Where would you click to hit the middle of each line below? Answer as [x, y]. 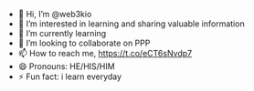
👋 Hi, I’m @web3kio [55, 14]
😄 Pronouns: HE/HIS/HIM [67, 66]
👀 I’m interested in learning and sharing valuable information [131, 24]
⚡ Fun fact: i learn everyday [69, 76]
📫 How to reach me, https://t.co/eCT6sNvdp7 [105, 53]
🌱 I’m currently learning [62, 33]
